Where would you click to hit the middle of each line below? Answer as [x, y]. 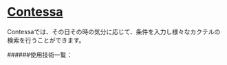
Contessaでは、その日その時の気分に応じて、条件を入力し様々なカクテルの [114, 31]
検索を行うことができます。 [46, 40]
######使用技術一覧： [40, 55]
